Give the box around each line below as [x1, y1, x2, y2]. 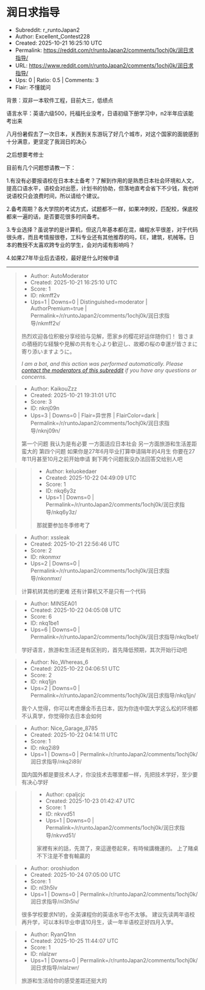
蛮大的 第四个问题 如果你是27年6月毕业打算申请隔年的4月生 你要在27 [21, 447, 195, 455]
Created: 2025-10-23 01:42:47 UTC [45, 797, 135, 805]
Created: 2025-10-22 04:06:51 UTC [30, 664, 120, 672]
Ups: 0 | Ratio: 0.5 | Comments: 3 [15, 76, 99, 83]
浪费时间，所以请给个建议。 [32, 192, 103, 199]
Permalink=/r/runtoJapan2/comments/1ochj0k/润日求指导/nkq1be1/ [30, 633, 199, 640]
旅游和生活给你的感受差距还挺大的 [21, 977, 107, 984]
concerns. [21, 373, 47, 380]
